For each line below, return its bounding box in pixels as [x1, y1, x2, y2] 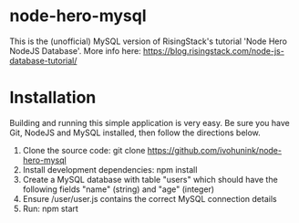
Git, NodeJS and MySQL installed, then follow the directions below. [9, 127, 262, 138]
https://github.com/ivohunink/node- [147, 144, 283, 155]
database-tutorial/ [9, 55, 77, 66]
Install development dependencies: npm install [22, 164, 198, 175]
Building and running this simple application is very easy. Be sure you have [9, 117, 290, 128]
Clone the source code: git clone [22, 144, 146, 155]
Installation [9, 88, 97, 108]
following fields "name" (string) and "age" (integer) [22, 184, 215, 195]
